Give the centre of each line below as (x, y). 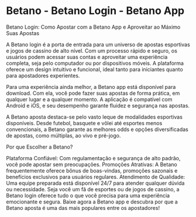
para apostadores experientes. (43, 75)
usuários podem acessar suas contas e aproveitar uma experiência (87, 57)
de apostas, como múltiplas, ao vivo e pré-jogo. (63, 135)
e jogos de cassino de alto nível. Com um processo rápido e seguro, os (92, 50)
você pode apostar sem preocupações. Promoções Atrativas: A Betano (92, 164)
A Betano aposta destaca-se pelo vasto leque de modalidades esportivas (94, 117)
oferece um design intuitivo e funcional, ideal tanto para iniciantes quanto (94, 69)
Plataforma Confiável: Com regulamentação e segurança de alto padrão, (93, 158)
